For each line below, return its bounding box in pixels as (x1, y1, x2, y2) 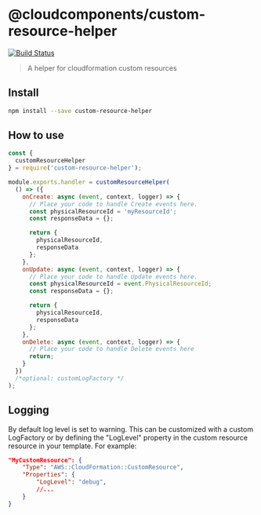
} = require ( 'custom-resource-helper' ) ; (8, 164, 143, 172)
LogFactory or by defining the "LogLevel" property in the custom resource (8, 433, 248, 442)
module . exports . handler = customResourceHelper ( (8, 178, 170, 186)
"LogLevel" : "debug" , (36, 478, 107, 486)
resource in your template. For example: (8, 441, 137, 451)
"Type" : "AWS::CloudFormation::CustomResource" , (22, 463, 184, 472)
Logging (8, 404, 49, 417)
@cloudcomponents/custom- (8, 5, 206, 24)
